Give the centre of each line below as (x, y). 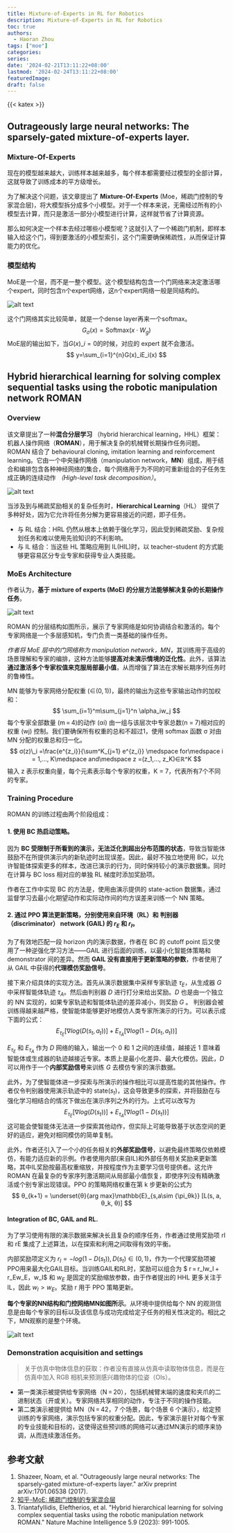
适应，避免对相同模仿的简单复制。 (68, 1135)
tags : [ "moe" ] (28, 46)
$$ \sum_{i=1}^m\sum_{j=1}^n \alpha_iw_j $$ (116, 711)
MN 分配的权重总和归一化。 (47, 740)
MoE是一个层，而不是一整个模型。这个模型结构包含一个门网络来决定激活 (111, 282)
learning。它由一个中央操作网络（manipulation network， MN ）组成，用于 (113, 460)
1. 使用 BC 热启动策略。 (40, 831)
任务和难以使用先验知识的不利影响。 (75, 538)
